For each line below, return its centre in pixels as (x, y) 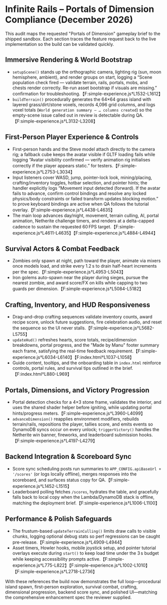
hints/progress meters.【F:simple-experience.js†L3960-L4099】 (79, 413)
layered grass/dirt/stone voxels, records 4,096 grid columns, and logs (84, 104)
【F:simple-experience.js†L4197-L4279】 (55, 441)
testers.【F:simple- (117, 165)
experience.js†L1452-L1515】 (42, 486)
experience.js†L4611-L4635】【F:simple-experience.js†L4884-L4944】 (85, 233)
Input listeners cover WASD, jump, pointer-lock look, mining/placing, (82, 177)
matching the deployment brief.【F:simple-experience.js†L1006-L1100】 (86, 503)
